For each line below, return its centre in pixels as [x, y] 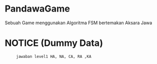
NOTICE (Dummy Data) [54, 43]
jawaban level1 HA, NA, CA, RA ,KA [54, 56]
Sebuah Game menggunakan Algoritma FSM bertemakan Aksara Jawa [78, 23]
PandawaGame [37, 9]
